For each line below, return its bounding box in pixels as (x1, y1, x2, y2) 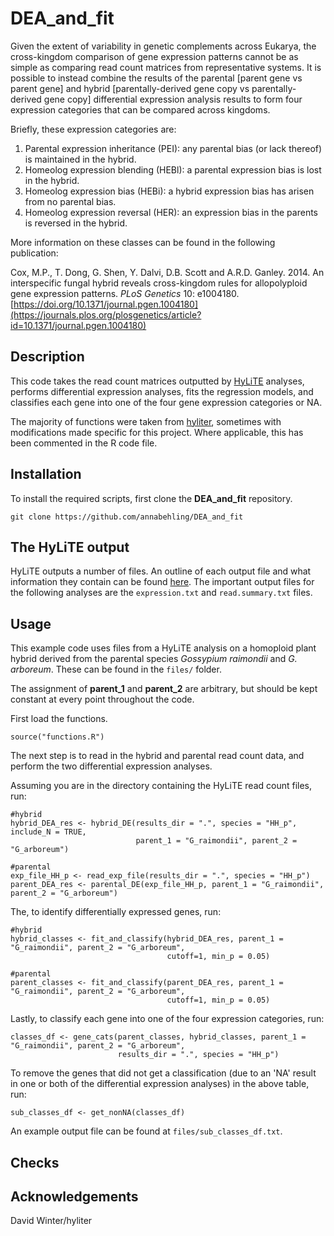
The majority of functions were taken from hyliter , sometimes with (10, 415, 282, 427)
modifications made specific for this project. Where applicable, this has (10, 426, 304, 438)
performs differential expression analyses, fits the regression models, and (10, 385, 314, 397)
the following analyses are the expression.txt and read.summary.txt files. (10, 587, 313, 599)
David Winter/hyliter (10, 1215, 93, 1227)
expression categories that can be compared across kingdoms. (10, 103, 271, 116)
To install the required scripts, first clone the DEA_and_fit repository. (10, 492, 293, 504)
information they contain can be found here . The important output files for (10, 576, 315, 588)
